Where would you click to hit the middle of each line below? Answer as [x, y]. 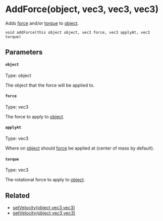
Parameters [24, 52]
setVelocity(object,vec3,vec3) [44, 207]
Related [18, 196]
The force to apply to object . [35, 116]
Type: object [18, 75]
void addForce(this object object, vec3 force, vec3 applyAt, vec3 [78, 32]
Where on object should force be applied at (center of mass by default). [80, 148]
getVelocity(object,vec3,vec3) [44, 213]
